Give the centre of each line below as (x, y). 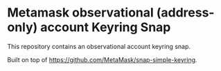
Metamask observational (80, 13)
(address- (185, 13)
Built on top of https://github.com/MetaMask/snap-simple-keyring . (102, 59)
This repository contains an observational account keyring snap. (99, 46)
